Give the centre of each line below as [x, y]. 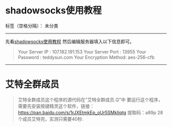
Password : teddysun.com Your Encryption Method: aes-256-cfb [86, 57]
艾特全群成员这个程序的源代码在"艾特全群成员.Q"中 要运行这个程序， [90, 99]
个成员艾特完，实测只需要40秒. [50, 119]
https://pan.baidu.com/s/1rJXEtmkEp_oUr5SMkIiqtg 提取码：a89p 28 [90, 112]
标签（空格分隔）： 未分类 [32, 26]
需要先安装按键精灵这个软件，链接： [56, 106]
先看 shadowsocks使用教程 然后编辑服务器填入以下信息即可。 [70, 41]
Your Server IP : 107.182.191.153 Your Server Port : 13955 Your [82, 51]
